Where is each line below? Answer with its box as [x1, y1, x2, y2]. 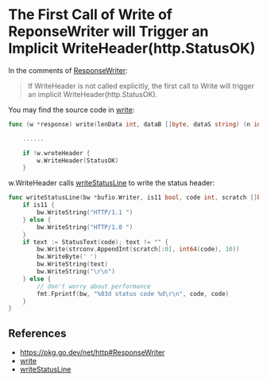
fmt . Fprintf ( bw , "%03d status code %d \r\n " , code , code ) [37, 290, 229, 297]
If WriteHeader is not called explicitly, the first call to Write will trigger [27, 81, 255, 91]
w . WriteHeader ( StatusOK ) [37, 157, 119, 165]
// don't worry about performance [37, 282, 151, 290]
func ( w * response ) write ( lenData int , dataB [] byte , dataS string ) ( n [8, 120, 251, 128]
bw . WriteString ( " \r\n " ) [37, 268, 115, 276]
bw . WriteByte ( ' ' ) [37, 253, 98, 261]
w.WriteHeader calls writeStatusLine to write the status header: [8, 178, 215, 188]
